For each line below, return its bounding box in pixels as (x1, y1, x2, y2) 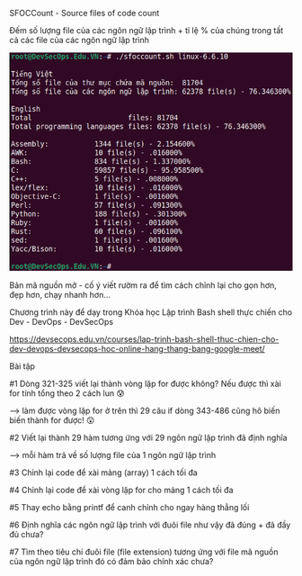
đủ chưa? (9, 528, 44, 539)
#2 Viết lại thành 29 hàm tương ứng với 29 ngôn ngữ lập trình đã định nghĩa (9, 432, 288, 443)
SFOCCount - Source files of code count (9, 8, 160, 18)
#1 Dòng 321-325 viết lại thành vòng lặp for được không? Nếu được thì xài (9, 378, 281, 389)
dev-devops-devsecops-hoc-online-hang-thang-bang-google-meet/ (9, 343, 265, 354)
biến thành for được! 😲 (9, 414, 95, 426)
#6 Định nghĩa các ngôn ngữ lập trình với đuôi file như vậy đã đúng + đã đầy (9, 519, 291, 530)
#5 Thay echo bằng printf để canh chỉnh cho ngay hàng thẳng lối (9, 501, 250, 512)
